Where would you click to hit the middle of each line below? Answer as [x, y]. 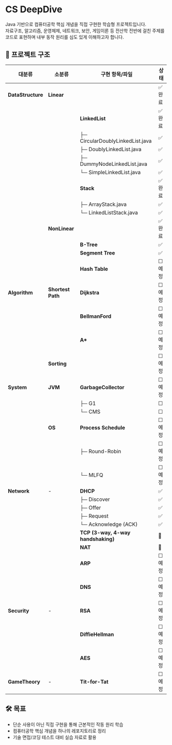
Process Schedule [103, 428]
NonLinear [61, 228]
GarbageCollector [102, 387]
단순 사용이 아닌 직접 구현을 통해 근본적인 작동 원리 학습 [68, 724]
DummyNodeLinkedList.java [114, 164]
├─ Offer [91, 507]
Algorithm [20, 292]
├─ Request [94, 516]
